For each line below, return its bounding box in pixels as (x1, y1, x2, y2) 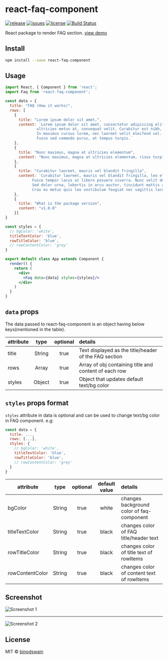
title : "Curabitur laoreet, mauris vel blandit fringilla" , (18, 169, 146, 174)
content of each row (79, 367, 126, 374)
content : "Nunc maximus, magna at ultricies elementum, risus (18, 154, 151, 159)
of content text (120, 570, 156, 577)
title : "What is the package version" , (18, 201, 101, 206)
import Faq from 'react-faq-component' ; (5, 89, 91, 95)
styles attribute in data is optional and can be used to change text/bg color (5, 412, 160, 418)
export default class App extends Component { (5, 257, 104, 262)
